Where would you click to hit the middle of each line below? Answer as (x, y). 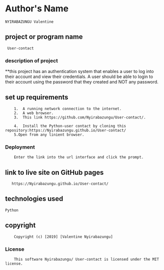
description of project (31, 61)
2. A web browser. (34, 113)
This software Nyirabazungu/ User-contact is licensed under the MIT (87, 259)
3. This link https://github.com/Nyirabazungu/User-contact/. (80, 117)
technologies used (34, 199)
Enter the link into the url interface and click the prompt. (79, 157)
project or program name (44, 37)
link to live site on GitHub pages (55, 173)
